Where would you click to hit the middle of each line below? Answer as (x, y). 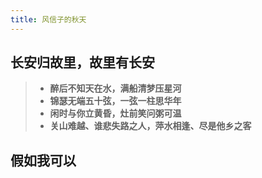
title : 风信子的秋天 (48, 19)
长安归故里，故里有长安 (82, 62)
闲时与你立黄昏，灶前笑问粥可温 (115, 113)
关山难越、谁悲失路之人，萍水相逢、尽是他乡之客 (150, 126)
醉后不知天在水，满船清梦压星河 (115, 88)
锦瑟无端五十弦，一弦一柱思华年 (115, 101)
